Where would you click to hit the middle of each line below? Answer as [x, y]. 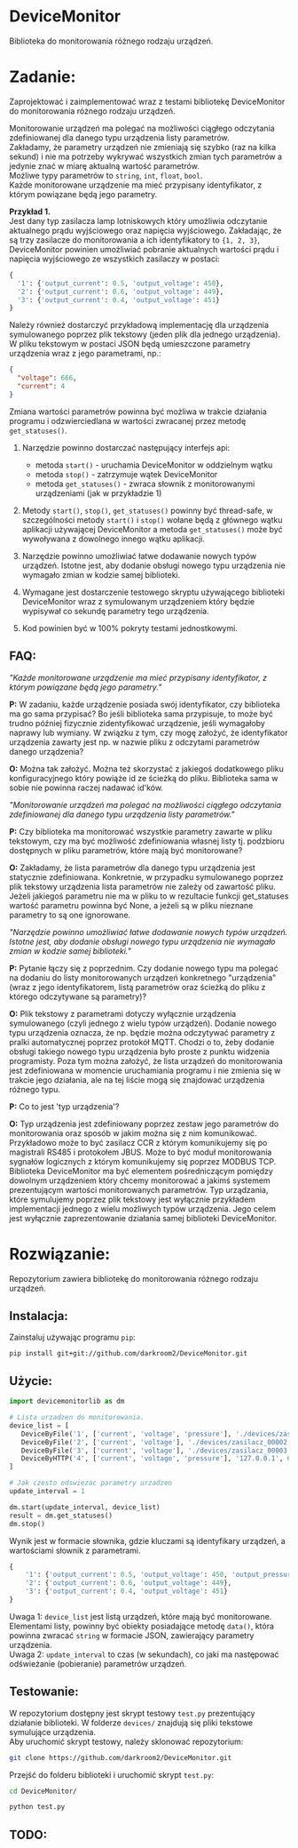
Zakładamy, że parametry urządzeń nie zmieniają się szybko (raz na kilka [143, 147]
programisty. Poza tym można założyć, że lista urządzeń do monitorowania [146, 1060]
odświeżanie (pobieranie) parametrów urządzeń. [98, 1663]
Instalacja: [39, 1316]
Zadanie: [43, 77]
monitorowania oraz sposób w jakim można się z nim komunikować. [133, 1133]
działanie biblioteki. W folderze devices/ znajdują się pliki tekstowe [131, 1723]
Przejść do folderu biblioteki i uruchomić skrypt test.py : [112, 1774]
